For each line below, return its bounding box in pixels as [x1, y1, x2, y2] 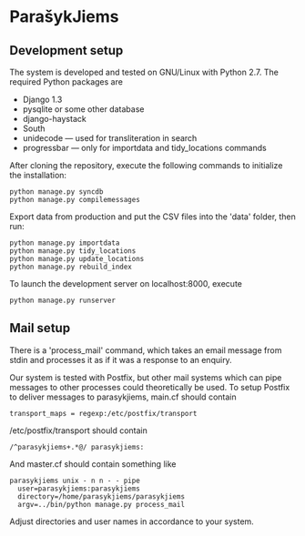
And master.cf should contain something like [9, 458, 177, 470]
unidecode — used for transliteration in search [22, 133, 198, 143]
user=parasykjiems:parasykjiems [17, 484, 141, 493]
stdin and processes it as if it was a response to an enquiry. [9, 354, 232, 365]
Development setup [9, 43, 124, 58]
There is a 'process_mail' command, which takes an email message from [9, 344, 282, 356]
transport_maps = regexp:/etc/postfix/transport [9, 409, 198, 418]
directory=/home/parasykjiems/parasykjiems [17, 491, 185, 501]
